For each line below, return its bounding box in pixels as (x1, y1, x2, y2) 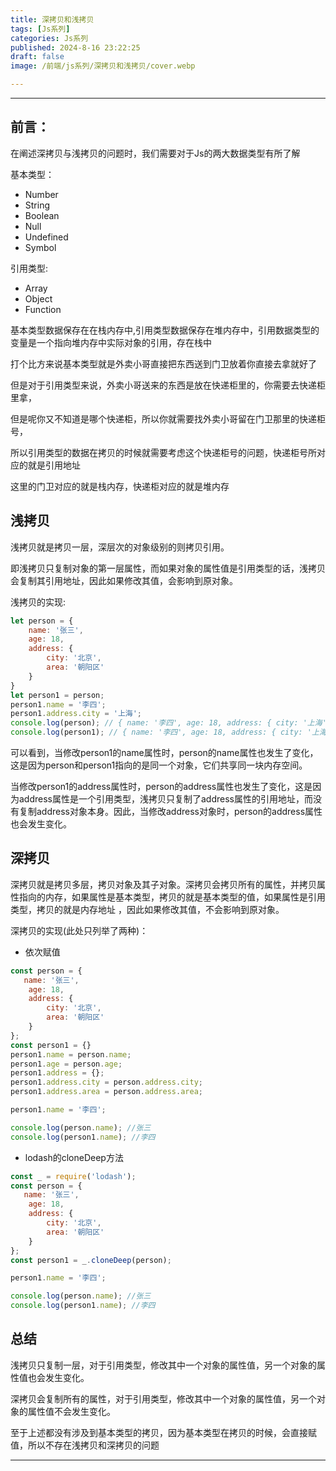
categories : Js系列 (10, 33, 89, 43)
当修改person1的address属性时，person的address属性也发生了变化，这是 (10, 781, 313, 792)
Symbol (24, 241, 57, 253)
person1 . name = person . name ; (10, 1049, 132, 1060)
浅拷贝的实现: (10, 596, 67, 608)
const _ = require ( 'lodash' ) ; (10, 1171, 137, 1181)
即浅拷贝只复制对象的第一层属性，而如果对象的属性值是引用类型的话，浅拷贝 (10, 562, 326, 574)
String (24, 199, 51, 211)
